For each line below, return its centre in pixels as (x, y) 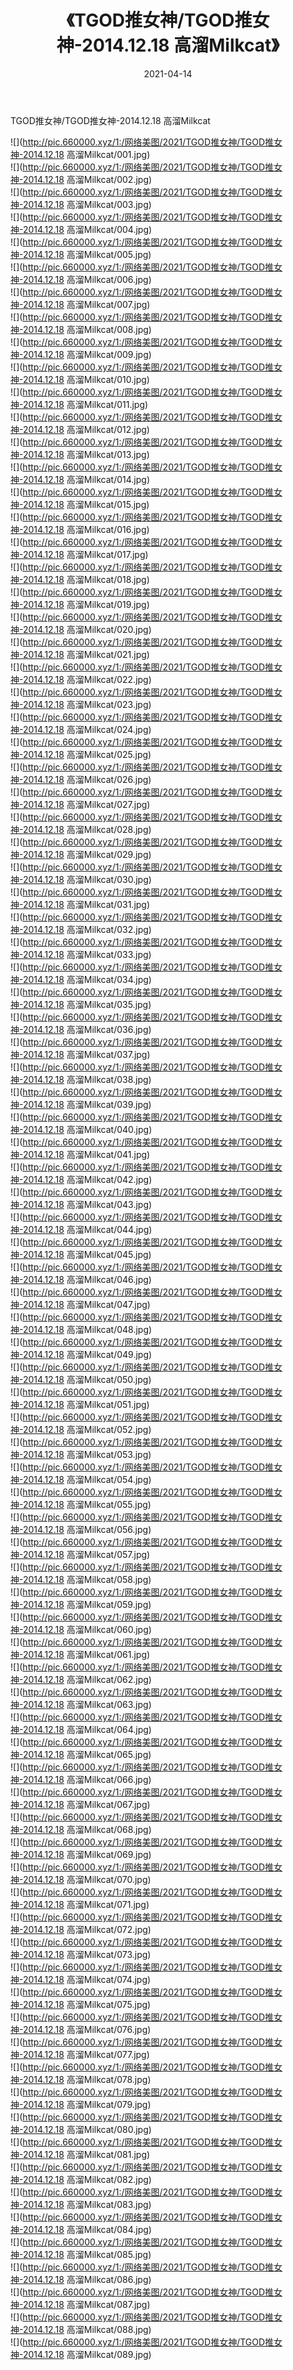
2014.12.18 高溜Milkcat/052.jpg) (87, 1429)
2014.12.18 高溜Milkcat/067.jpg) (86, 1804)
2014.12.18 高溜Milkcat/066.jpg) (87, 1779)
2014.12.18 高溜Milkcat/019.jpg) (86, 604)
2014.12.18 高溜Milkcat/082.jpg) (87, 2179)
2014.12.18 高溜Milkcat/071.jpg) (86, 1904)
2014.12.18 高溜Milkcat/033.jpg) (87, 954)
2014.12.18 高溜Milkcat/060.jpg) (87, 1629)
